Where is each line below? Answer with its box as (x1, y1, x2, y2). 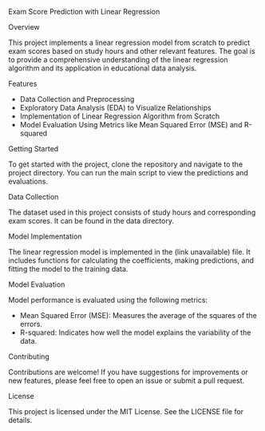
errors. (19, 320, 42, 328)
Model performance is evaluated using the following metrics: (8, 296, 208, 304)
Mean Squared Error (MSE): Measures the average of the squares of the (19, 311, 257, 320)
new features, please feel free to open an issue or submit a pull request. (8, 376, 245, 385)
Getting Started (8, 144, 59, 153)
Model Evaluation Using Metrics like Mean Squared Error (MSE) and (19, 120, 243, 129)
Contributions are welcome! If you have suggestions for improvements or (8, 368, 249, 377)
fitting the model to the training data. (8, 264, 129, 273)
